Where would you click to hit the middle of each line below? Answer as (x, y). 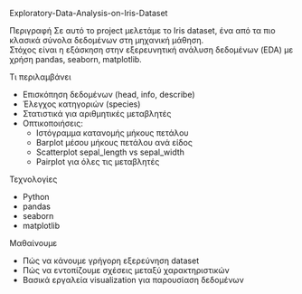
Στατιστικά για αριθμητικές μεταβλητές (97, 114)
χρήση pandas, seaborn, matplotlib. (75, 59)
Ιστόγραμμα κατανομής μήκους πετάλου (112, 133)
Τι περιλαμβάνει (40, 77)
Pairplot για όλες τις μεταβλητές (98, 161)
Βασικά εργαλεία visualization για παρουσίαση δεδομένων (133, 280)
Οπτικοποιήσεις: (53, 123)
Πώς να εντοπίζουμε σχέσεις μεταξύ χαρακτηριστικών (126, 270)
